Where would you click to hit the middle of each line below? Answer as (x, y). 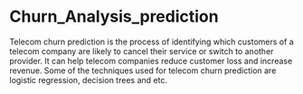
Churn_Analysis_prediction (114, 17)
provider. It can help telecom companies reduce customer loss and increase (151, 61)
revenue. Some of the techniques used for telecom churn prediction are (143, 70)
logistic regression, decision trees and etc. (88, 80)
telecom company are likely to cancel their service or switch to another (142, 51)
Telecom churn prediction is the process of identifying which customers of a (151, 42)
